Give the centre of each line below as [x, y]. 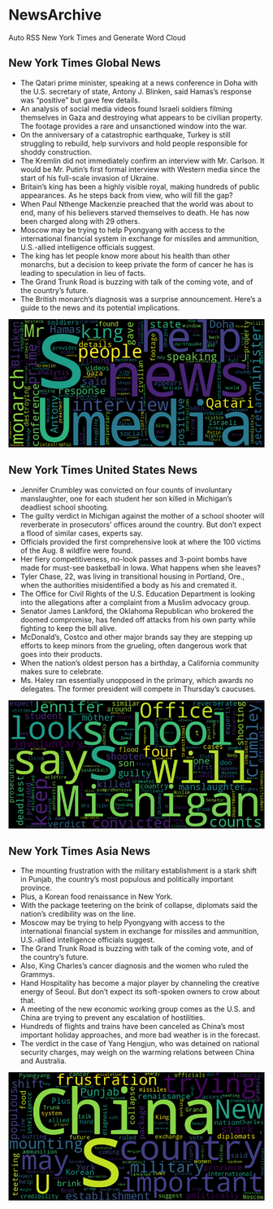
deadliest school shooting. [65, 507]
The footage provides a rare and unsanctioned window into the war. [134, 126]
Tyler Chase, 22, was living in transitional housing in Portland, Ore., [132, 576]
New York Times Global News [84, 63]
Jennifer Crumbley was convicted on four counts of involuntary [126, 489]
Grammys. [37, 975]
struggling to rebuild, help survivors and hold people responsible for [134, 143]
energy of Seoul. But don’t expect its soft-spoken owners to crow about [140, 992]
